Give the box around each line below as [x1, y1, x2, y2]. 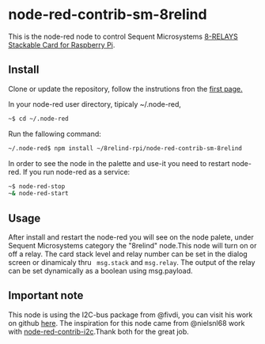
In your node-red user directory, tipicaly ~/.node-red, [8, 99, 182, 108]
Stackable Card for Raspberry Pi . [8, 40, 115, 49]
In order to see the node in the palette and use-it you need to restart [8, 158, 230, 168]
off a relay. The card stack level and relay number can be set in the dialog [8, 249, 248, 259]
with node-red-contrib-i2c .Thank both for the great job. [8, 327, 190, 336]
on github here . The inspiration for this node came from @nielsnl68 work [8, 318, 245, 327]
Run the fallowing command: [8, 129, 101, 138]
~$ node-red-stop [8, 182, 66, 191]
